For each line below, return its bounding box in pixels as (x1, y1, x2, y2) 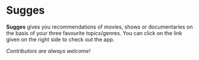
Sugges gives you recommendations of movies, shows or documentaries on (6, 23, 193, 30)
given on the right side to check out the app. (6, 36, 115, 43)
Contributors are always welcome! (6, 47, 91, 54)
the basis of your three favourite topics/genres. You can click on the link (6, 29, 182, 36)
